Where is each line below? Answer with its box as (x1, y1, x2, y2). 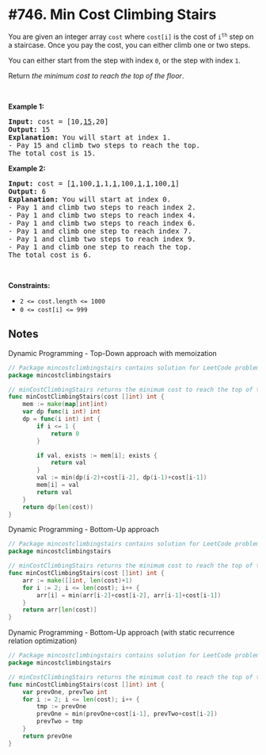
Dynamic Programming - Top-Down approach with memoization (8, 348, 218, 358)
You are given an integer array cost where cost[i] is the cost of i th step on (8, 32, 254, 41)
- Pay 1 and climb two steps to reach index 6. (8, 218, 196, 228)
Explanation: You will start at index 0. (8, 194, 172, 204)
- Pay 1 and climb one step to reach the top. (8, 242, 192, 251)
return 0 (50, 430, 80, 438)
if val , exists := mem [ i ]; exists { (36, 451, 158, 459)
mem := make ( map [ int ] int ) (22, 400, 108, 408)
